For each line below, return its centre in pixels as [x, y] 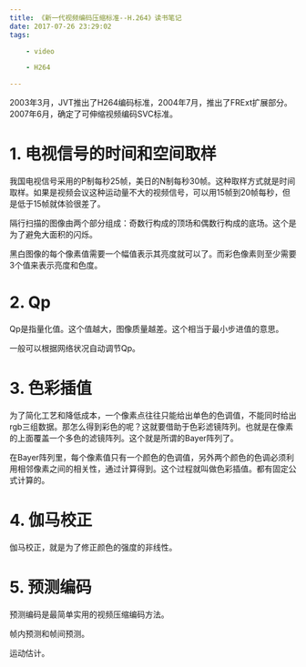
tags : [20, 35]
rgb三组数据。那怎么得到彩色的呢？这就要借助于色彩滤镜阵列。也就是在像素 [152, 426]
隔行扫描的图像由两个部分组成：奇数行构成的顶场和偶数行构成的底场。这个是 [153, 223]
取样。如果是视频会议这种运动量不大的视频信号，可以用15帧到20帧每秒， [146, 193]
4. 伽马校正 [51, 520]
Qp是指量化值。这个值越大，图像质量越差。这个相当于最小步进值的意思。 [147, 329]
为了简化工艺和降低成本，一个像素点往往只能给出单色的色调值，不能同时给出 [153, 415]
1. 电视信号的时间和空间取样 [113, 154]
